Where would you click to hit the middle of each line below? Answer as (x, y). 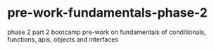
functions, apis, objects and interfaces (63, 39)
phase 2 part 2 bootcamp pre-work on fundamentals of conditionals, (107, 32)
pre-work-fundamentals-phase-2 (107, 13)
